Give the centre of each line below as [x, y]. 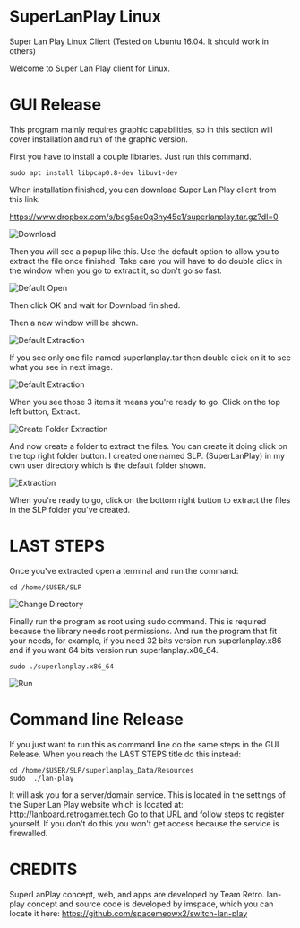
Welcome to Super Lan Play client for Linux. [90, 68]
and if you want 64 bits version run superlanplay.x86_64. [114, 650]
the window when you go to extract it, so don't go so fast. [116, 270]
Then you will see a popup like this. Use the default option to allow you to [144, 251]
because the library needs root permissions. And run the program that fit [143, 631]
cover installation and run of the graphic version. [99, 139]
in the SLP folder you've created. [70, 509]
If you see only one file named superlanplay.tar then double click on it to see [150, 358]
